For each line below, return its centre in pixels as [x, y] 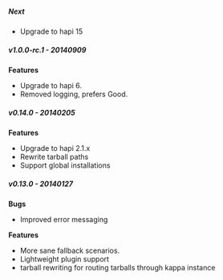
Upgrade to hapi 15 [51, 31]
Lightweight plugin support [65, 259]
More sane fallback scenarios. [70, 250]
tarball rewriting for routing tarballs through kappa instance [118, 267]
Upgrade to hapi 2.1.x [55, 148]
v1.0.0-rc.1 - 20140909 [47, 50]
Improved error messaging [64, 219]
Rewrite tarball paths [54, 156]
